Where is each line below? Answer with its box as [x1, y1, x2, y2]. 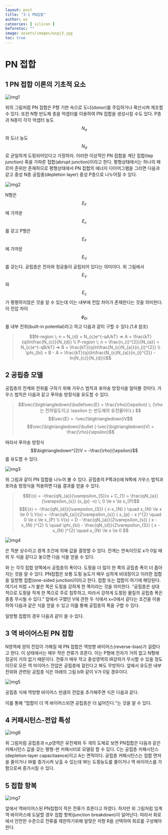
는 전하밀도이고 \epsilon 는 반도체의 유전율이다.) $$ [40, 407, 141, 413]
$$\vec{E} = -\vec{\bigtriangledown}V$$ [48, 415, 133, 422]
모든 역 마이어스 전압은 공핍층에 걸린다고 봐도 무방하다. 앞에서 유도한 [18, 662, 152, 668]
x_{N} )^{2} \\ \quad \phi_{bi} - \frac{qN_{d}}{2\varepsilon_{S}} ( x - [21, 522, 160, 528]
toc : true [5, 36, 26, 41]
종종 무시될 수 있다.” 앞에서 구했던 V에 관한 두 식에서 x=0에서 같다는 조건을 [5, 596, 151, 602]
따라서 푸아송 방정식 [5, 439, 44, 445]
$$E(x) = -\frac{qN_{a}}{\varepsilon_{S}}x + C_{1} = [23, 493, 129, 499]
